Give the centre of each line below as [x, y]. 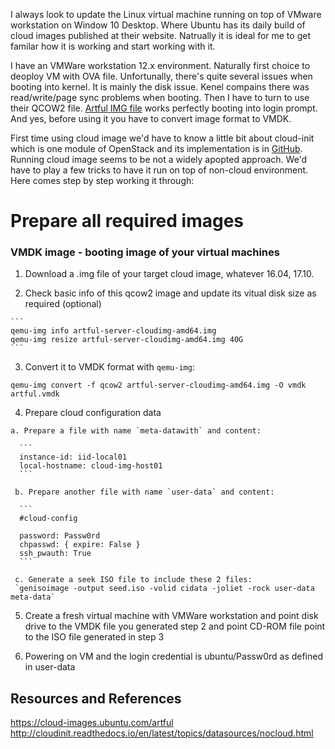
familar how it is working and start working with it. [113, 46]
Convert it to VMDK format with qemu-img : [109, 367]
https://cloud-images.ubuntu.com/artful [92, 723]
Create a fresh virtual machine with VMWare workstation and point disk [171, 616]
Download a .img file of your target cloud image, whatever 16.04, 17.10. [169, 274]
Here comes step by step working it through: [102, 180]
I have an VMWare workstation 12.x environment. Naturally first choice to [160, 65]
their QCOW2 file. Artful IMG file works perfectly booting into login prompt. [164, 108]
